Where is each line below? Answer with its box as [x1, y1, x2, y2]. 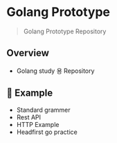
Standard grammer [16, 106, 71, 114]
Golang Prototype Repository [23, 27, 107, 35]
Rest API [16, 112, 42, 121]
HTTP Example [16, 120, 60, 128]
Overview [6, 47, 50, 59]
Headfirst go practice [16, 128, 78, 136]
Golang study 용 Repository [16, 67, 95, 75]
